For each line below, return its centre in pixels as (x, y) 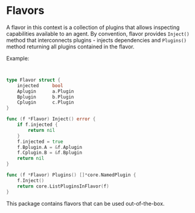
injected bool (40, 85)
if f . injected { (38, 125)
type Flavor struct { (34, 80)
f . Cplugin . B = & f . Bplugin (50, 153)
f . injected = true (40, 142)
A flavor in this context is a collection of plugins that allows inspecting (93, 27)
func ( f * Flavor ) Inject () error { (51, 119)
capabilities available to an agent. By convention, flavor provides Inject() (98, 33)
